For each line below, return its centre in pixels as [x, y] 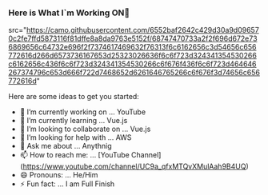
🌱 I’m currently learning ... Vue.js [74, 121]
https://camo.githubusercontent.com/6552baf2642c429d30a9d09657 [143, 30]
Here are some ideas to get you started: [74, 97]
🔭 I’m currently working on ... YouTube [83, 112]
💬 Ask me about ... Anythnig [66, 146]
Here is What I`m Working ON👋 [69, 13]
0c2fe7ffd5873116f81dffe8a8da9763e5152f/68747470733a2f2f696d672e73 [133, 38]
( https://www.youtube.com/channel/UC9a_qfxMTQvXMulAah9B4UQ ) [134, 166]
